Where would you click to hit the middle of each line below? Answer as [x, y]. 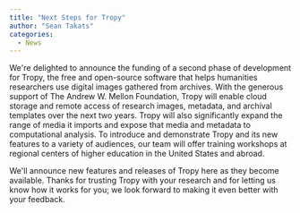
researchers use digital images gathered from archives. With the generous [146, 87]
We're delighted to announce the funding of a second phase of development [150, 68]
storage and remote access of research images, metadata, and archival [141, 106]
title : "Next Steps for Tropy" [68, 17]
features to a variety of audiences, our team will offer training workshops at [148, 144]
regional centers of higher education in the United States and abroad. [137, 154]
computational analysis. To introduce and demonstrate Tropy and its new [144, 134]
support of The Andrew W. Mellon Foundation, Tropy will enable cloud [138, 97]
